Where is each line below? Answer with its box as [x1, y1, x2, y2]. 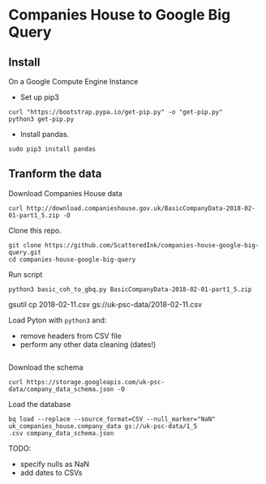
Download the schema [8, 362, 84, 372]
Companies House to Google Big [8, 6, 231, 24]
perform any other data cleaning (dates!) [19, 339, 157, 349]
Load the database [8, 399, 71, 409]
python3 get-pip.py [8, 115, 75, 123]
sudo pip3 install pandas [8, 145, 96, 153]
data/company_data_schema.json [8, 385, 114, 393]
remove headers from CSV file [19, 331, 122, 341]
